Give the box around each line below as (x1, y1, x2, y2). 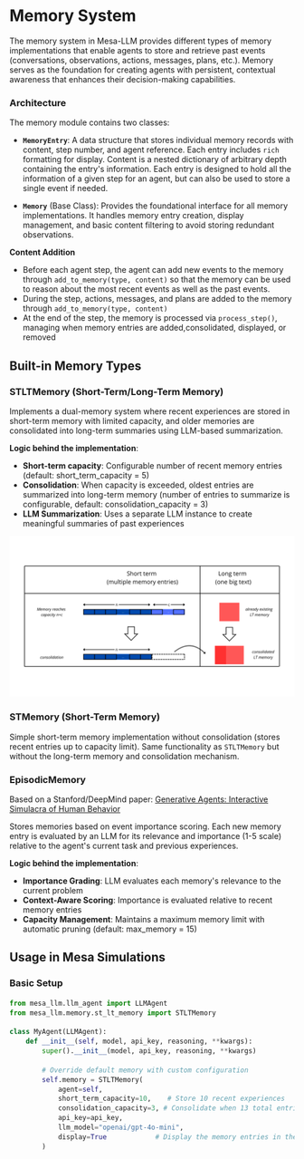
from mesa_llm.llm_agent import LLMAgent (9, 999, 168, 1008)
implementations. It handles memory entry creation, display (22, 210, 244, 221)
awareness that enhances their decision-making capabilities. (9, 73, 236, 84)
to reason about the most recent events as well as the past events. (22, 284, 271, 295)
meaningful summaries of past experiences (22, 517, 185, 528)
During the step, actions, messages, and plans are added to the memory (22, 294, 292, 304)
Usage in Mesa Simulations (9, 950, 166, 965)
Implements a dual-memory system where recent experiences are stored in (9, 405, 290, 417)
